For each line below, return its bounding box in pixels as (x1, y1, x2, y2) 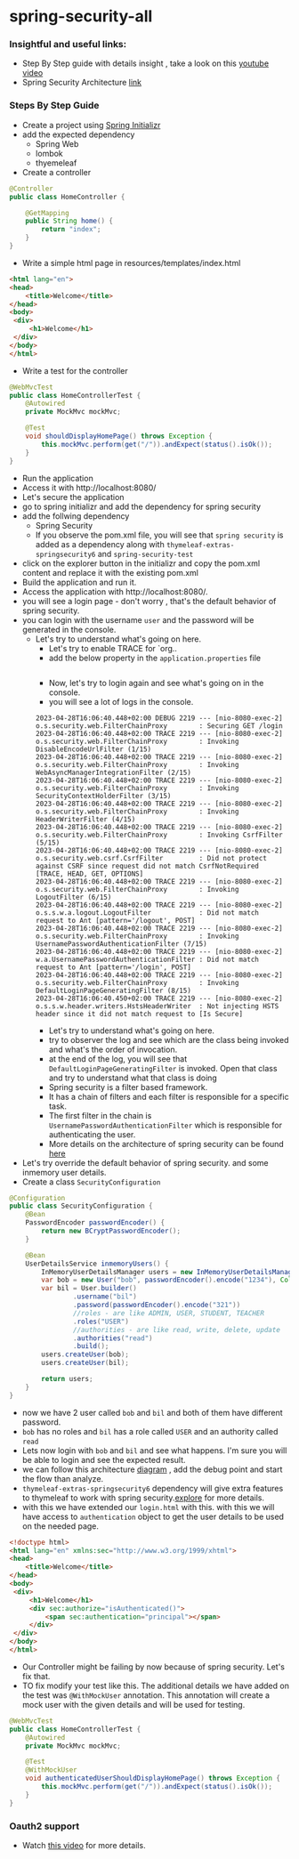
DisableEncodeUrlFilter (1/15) (35, 745, 152, 754)
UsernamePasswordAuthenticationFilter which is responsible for (48, 1119, 283, 1130)
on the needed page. (21, 1520, 100, 1532)
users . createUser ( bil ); (41, 1359, 129, 1368)
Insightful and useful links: (9, 38, 127, 51)
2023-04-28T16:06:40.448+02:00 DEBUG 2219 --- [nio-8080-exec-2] (35, 714, 283, 723)
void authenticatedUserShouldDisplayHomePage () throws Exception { (25, 1774, 280, 1783)
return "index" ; (41, 225, 101, 234)
